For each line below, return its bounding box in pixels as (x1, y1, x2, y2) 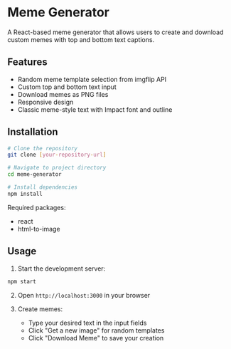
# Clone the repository (7, 145, 78, 152)
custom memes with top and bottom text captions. (7, 35, 155, 43)
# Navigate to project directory (7, 165, 107, 172)
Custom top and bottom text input (17, 83, 117, 91)
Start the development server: (17, 264, 106, 273)
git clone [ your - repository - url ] (7, 151, 107, 159)
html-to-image (17, 224, 60, 233)
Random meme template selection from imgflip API (17, 75, 167, 83)
